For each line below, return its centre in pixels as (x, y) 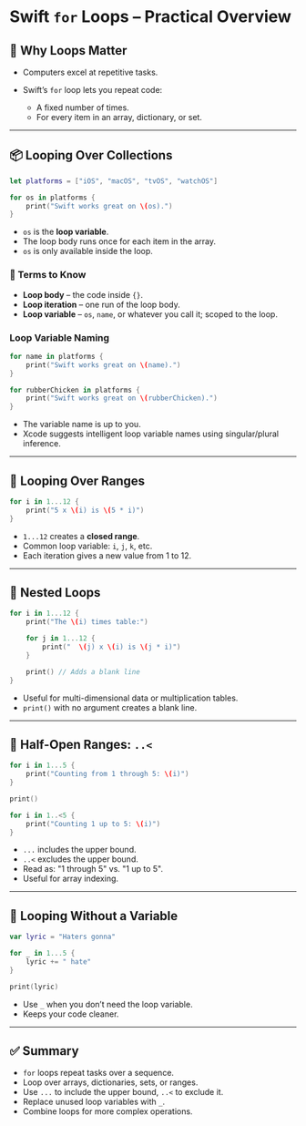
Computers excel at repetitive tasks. (90, 72)
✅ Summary (44, 1051)
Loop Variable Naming (60, 337)
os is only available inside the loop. (87, 251)
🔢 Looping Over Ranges (77, 481)
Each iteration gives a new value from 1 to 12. (107, 555)
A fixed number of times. (82, 107)
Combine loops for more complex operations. (107, 1111)
